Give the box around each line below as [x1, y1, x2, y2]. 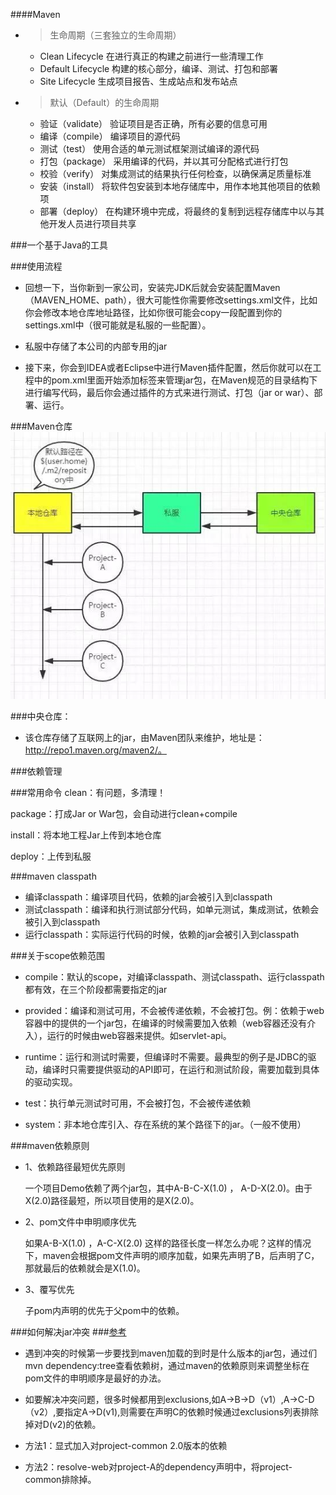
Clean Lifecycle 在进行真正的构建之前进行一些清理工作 [39, 50, 264, 62]
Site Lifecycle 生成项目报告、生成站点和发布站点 [39, 75, 238, 87]
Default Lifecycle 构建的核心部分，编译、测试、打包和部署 [39, 63, 279, 74]
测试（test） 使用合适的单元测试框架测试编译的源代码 [39, 143, 260, 154]
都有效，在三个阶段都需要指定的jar [24, 983, 168, 995]
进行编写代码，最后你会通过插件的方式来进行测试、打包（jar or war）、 [24, 387, 315, 398]
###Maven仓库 [10, 420, 73, 432]
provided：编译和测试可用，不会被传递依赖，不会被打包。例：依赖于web [24, 1004, 325, 1016]
